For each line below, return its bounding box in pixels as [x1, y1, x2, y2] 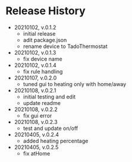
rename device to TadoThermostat [23, 43, 108, 50]
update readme [23, 99, 61, 106]
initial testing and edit [23, 93, 76, 100]
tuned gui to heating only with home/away [23, 80, 127, 87]
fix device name [23, 55, 63, 62]
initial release [23, 30, 56, 37]
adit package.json [23, 36, 67, 43]
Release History [5, 4, 86, 18]
